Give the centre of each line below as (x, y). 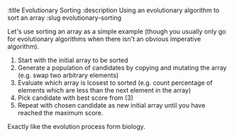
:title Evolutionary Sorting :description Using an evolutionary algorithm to (113, 10)
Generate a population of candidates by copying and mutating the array (122, 68)
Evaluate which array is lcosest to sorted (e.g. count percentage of (115, 83)
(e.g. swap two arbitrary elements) (68, 75)
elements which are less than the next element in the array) (104, 90)
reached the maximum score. (60, 113)
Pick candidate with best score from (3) (75, 98)
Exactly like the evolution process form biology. (76, 126)
